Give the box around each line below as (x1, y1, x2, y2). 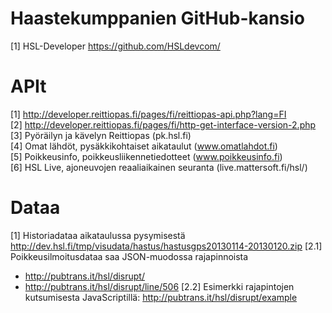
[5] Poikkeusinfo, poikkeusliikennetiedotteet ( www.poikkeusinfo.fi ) (10, 150, 283, 162)
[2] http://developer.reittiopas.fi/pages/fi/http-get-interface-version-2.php (10, 118, 317, 131)
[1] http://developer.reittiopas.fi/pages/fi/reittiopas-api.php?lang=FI (10, 108, 287, 120)
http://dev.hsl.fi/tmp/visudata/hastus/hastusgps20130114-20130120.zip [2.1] (10, 240, 323, 252)
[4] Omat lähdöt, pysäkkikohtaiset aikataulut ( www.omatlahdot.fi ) (10, 140, 278, 152)
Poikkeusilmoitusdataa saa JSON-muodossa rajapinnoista (10, 250, 249, 262)
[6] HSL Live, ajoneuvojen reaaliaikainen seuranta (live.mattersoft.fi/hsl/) (10, 161, 308, 173)
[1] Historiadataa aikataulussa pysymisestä (10, 229, 186, 241)
